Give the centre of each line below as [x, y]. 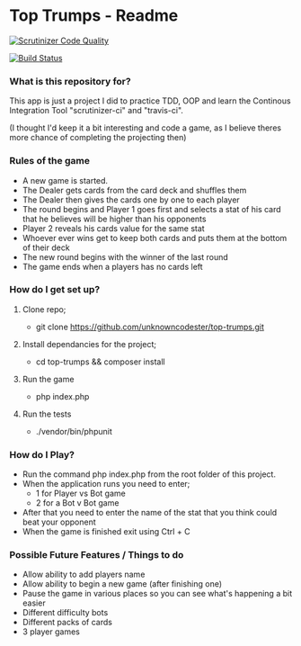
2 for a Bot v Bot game [77, 503]
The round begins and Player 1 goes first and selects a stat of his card [151, 209]
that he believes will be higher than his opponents [114, 219]
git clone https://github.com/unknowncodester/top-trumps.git [150, 327]
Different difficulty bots [65, 613]
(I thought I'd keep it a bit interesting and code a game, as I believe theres [145, 128]
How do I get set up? [55, 290]
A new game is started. [65, 180]
